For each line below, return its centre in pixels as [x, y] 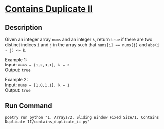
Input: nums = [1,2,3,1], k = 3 [37, 65]
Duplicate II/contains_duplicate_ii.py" [48, 122]
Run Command [29, 106]
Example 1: [16, 60]
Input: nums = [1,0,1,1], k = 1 [37, 85]
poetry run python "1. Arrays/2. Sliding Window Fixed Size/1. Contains [82, 117]
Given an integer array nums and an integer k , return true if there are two [79, 39]
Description [24, 28]
